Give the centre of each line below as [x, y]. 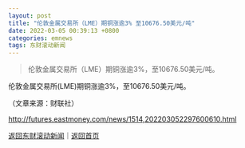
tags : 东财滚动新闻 [37, 46]
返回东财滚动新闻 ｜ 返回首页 [54, 136]
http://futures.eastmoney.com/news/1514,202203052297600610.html [122, 119]
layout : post [30, 16]
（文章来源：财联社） [43, 103]
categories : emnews [41, 38]
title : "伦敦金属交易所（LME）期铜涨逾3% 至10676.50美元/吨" [102, 23]
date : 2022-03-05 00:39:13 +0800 [64, 30]
